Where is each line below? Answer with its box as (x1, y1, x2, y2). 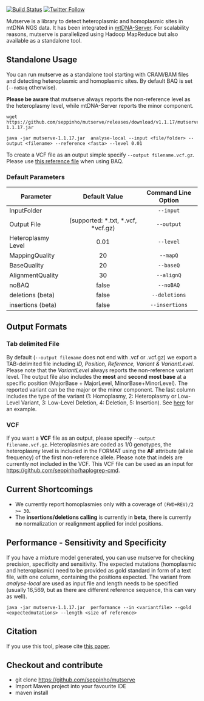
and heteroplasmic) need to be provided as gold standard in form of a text (6, 566, 191, 574)
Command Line (146, 189, 191, 197)
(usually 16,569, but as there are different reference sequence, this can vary (6, 586, 196, 593)
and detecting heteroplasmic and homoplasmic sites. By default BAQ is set (6, 77, 193, 85)
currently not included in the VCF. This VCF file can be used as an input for (6, 460, 194, 468)
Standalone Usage (6, 55, 78, 65)
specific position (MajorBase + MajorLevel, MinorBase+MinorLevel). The (6, 379, 188, 387)
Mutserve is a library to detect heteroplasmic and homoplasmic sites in (6, 18, 183, 24)
